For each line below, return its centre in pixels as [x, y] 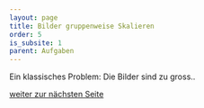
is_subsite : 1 [36, 43]
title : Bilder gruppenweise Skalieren [82, 26]
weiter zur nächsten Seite [57, 94]
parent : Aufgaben [42, 51]
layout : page [34, 18]
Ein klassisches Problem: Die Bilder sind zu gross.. [102, 76]
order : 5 [26, 34]
